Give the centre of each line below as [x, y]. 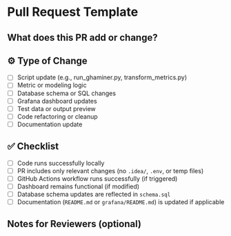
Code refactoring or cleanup [57, 116]
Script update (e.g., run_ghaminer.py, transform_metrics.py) [102, 77]
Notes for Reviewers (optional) [74, 224]
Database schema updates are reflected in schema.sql [94, 194]
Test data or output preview [57, 108]
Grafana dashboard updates [57, 101]
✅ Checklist [33, 147]
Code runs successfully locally [61, 163]
